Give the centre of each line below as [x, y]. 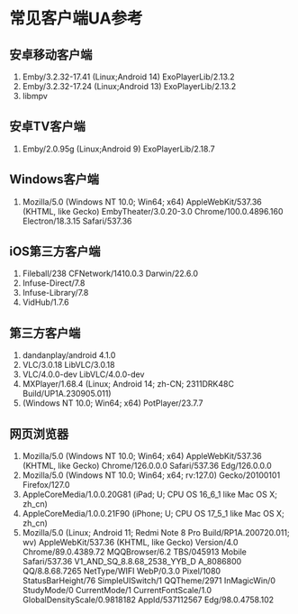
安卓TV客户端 [47, 127]
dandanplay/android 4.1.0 [69, 355]
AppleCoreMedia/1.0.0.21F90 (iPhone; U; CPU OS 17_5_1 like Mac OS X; [154, 514]
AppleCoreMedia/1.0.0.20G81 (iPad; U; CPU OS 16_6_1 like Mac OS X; [149, 495]
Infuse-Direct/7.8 [54, 283]
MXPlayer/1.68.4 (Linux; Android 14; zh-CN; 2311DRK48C [128, 384]
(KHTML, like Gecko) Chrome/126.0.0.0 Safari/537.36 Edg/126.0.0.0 [147, 466]
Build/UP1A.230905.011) [67, 394]
